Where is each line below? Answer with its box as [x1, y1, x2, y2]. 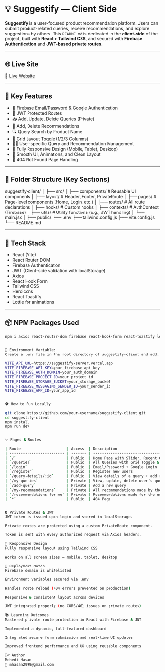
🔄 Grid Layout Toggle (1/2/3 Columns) [12, 136, 89, 141]
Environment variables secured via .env [5, 577, 89, 582]
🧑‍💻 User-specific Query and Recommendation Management [12, 141, 134, 146]
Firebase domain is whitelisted [5, 568, 71, 573]
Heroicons [12, 288, 33, 294]
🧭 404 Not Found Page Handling [12, 156, 78, 162]
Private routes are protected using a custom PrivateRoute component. [5, 524, 153, 529]
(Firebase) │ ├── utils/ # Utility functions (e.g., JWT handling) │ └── [5, 210, 145, 215]
